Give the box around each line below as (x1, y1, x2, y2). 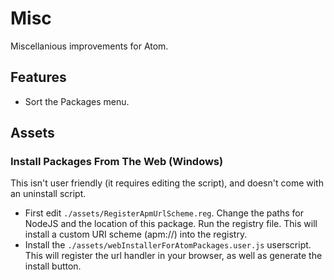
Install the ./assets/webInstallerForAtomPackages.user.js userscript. (24, 239, 312, 251)
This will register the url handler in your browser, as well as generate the (24, 250, 323, 262)
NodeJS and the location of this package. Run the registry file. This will (24, 218, 318, 230)
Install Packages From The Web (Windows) (10, 155, 224, 169)
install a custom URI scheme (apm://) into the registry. (24, 228, 248, 241)
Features (10, 69, 67, 86)
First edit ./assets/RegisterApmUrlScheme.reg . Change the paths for (24, 207, 304, 219)
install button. (24, 260, 82, 272)
